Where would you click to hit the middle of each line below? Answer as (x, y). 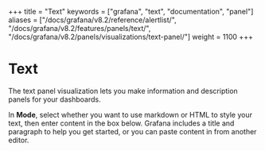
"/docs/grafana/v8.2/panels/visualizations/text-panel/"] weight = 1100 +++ (131, 37)
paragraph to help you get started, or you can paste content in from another (132, 131)
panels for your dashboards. (55, 99)
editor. (19, 140)
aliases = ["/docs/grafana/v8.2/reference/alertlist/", (92, 20)
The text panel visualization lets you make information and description (123, 91)
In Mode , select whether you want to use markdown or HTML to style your (131, 114)
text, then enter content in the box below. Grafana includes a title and (121, 123)
